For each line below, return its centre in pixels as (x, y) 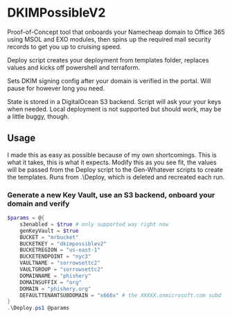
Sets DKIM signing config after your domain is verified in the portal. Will (109, 80)
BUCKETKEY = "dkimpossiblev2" (63, 244)
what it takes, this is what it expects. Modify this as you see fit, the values (112, 162)
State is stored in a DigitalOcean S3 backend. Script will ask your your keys (114, 101)
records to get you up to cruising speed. (64, 46)
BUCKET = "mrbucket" (49, 237)
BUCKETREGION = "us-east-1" (60, 250)
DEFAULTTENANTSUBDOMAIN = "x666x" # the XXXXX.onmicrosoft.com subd (121, 295)
